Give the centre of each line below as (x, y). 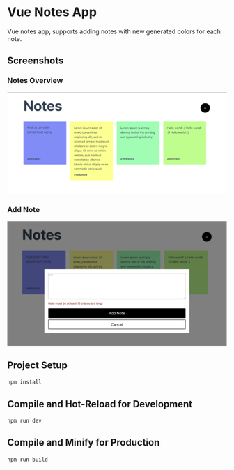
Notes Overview (35, 81)
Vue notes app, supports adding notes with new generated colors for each (114, 31)
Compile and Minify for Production (84, 442)
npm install (24, 382)
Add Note (24, 210)
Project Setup (38, 366)
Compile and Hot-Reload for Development (100, 404)
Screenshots (36, 61)
